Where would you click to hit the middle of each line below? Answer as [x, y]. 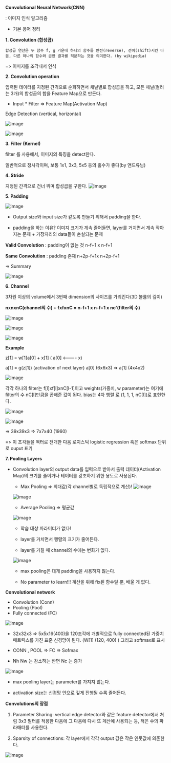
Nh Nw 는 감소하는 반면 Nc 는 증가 [47, 661]
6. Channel [17, 286]
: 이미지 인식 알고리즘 [26, 18]
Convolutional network [30, 592]
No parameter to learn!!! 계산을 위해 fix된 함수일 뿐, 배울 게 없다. [85, 582]
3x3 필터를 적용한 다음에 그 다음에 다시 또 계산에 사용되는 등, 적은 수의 [88, 721]
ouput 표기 [22, 448]
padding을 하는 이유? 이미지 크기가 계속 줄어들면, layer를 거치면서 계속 [83, 228]
